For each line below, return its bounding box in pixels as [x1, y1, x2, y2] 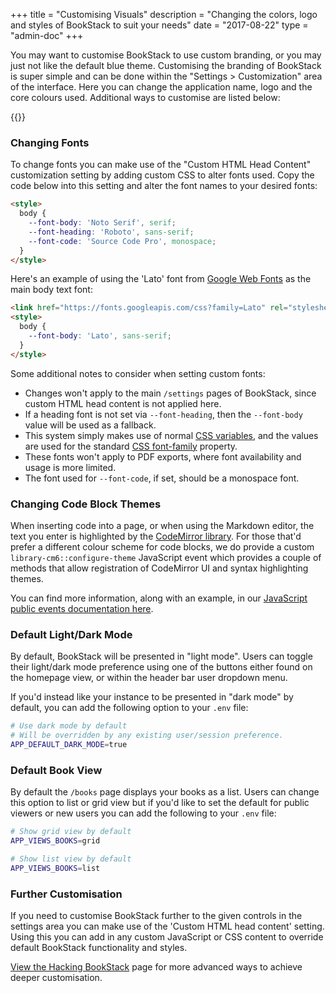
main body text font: [10, 284, 93, 296]
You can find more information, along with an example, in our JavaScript [10, 592, 308, 604]
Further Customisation [10, 887, 123, 901]
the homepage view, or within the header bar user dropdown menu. [10, 672, 288, 684]
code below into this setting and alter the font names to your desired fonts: [10, 180, 318, 192]
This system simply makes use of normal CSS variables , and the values [24, 429, 319, 441]
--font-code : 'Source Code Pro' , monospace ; [28, 236, 217, 246]
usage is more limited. [24, 461, 117, 473]
